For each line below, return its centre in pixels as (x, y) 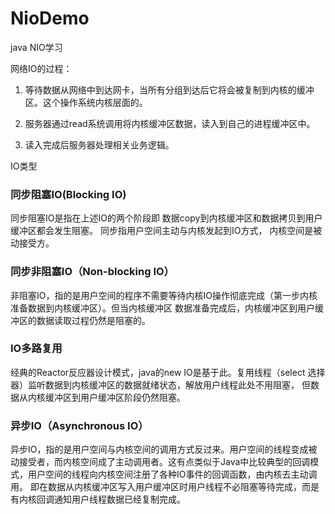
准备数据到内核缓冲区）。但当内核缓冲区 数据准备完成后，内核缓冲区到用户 (162, 308)
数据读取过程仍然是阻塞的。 (93, 320)
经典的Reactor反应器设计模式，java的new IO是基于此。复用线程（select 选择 (168, 372)
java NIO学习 (36, 47)
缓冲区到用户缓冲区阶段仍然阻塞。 (115, 397)
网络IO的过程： (41, 68)
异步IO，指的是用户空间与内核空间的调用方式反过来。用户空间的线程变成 (159, 449)
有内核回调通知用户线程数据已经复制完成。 (98, 499)
